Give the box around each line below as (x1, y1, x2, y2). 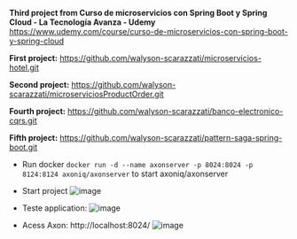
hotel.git (9, 62, 40, 73)
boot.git (9, 142, 38, 152)
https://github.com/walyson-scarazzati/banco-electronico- (67, 106, 284, 116)
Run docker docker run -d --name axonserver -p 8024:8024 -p (21, 159, 254, 169)
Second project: (9, 80, 70, 89)
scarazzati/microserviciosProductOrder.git (9, 89, 164, 99)
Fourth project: (9, 106, 66, 116)
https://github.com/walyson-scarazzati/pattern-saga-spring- (59, 133, 283, 143)
